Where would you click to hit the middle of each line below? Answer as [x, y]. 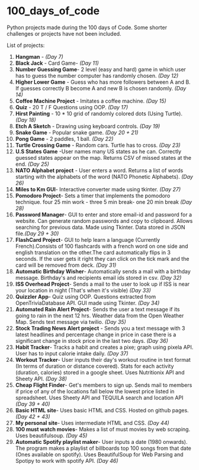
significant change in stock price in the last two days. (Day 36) [92, 340]
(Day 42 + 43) [33, 417]
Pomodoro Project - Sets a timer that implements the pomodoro [93, 195]
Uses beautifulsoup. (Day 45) [51, 436]
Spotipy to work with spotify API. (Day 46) [67, 460]
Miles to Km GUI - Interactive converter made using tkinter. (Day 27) [98, 189]
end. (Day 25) [32, 164]
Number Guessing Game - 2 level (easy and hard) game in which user [100, 69]
